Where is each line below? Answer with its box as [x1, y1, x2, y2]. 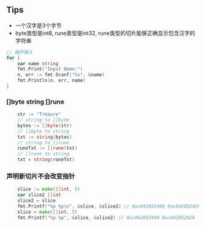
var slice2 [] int [17, 192, 62, 198]
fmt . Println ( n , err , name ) [17, 77, 86, 84]
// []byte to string [17, 128, 70, 134]
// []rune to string [17, 151, 70, 157]
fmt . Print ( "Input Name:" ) [17, 66, 84, 72]
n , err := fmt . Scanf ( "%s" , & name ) [17, 72, 105, 78]
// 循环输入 [6, 49, 34, 55]
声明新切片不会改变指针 [6, 172, 75, 181]
